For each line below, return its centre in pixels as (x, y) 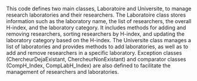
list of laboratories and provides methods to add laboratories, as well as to (97, 46)
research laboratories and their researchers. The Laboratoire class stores (96, 15)
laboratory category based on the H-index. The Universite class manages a (99, 40)
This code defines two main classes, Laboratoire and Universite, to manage (99, 9)
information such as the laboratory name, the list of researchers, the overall (99, 21)
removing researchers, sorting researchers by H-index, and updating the (96, 34)
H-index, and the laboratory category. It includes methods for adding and (96, 27)
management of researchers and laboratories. (63, 72)
